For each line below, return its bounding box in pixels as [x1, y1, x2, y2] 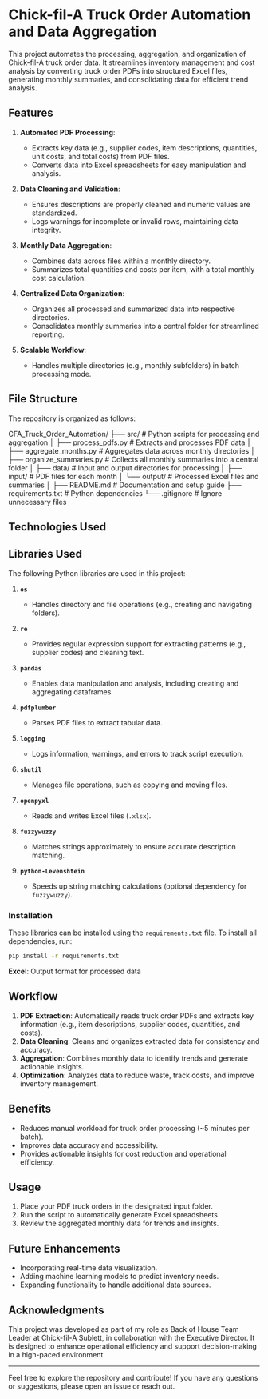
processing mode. [31, 369, 92, 378]
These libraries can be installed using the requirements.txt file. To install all [8, 928, 258, 937]
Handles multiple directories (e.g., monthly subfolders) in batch [31, 360, 239, 370]
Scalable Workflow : [19, 345, 86, 354]
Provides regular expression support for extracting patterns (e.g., [31, 638, 246, 649]
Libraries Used [8, 547, 82, 561]
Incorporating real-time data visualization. [19, 1263, 158, 1273]
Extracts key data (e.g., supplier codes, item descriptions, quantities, [31, 142, 258, 153]
